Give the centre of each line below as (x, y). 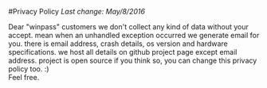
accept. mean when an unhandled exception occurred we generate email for (134, 35)
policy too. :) (29, 69)
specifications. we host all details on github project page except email (123, 52)
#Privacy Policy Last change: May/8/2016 (77, 11)
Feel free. (24, 77)
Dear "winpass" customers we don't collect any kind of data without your (128, 27)
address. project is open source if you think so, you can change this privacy (133, 60)
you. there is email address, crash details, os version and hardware (118, 44)
